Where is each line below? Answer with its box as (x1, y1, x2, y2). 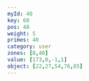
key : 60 (7, 17, 30, 24)
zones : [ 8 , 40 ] (7, 50, 49, 57)
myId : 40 (7, 10, 33, 18)
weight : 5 (7, 30, 36, 37)
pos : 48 (7, 23, 30, 30)
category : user (7, 43, 52, 50)
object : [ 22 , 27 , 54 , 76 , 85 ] (7, 63, 83, 70)
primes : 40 (7, 37, 39, 44)
